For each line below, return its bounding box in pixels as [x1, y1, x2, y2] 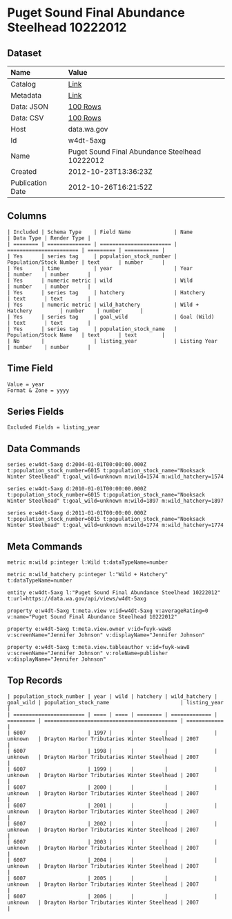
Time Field [7, 362, 53, 375]
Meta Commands [7, 540, 83, 552]
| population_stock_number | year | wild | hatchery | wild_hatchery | [7, 693, 217, 700]
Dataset [7, 47, 42, 59]
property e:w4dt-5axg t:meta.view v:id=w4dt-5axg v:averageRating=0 [7, 607, 209, 614]
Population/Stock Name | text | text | [7, 331, 166, 339]
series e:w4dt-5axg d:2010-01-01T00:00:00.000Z [7, 485, 147, 492]
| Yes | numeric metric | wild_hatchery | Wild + [7, 301, 199, 308]
